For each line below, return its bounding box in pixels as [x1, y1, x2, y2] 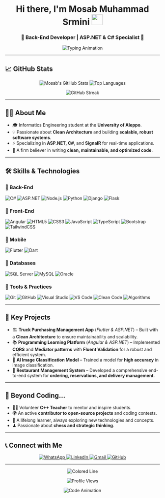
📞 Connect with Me [5, 441, 62, 449]
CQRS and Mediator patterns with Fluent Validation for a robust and [12, 346, 152, 352]
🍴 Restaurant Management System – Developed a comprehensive [12, 367, 148, 373]
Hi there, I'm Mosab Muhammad [16, 3, 149, 15]
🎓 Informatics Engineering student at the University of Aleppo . [12, 122, 142, 128]
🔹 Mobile [5, 236, 27, 243]
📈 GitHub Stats [5, 65, 53, 73]
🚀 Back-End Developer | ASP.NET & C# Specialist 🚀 [21, 34, 144, 41]
